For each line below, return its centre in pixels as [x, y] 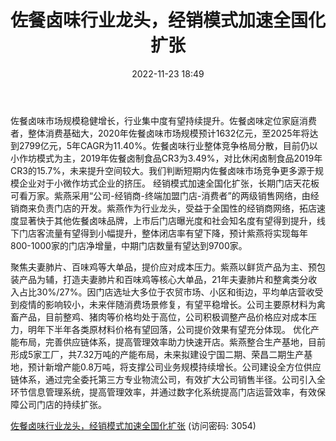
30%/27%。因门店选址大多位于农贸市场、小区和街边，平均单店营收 [175, 292]
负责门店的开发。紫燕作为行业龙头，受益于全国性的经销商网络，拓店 [176, 208]
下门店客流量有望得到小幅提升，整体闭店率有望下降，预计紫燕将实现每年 [159, 233]
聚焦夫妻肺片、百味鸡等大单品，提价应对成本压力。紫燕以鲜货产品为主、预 [163, 267]
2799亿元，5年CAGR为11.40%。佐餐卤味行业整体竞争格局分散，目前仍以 [168, 145]
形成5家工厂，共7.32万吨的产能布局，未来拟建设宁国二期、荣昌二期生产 [157, 354]
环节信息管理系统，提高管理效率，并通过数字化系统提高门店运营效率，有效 [163, 392]
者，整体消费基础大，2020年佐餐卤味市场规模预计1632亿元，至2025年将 [160, 133]
